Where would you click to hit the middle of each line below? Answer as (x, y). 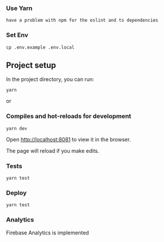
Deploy (16, 193)
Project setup (31, 65)
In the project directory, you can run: (50, 79)
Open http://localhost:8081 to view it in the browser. (69, 139)
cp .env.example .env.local (40, 47)
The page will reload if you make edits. (53, 150)
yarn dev (17, 128)
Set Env (17, 35)
